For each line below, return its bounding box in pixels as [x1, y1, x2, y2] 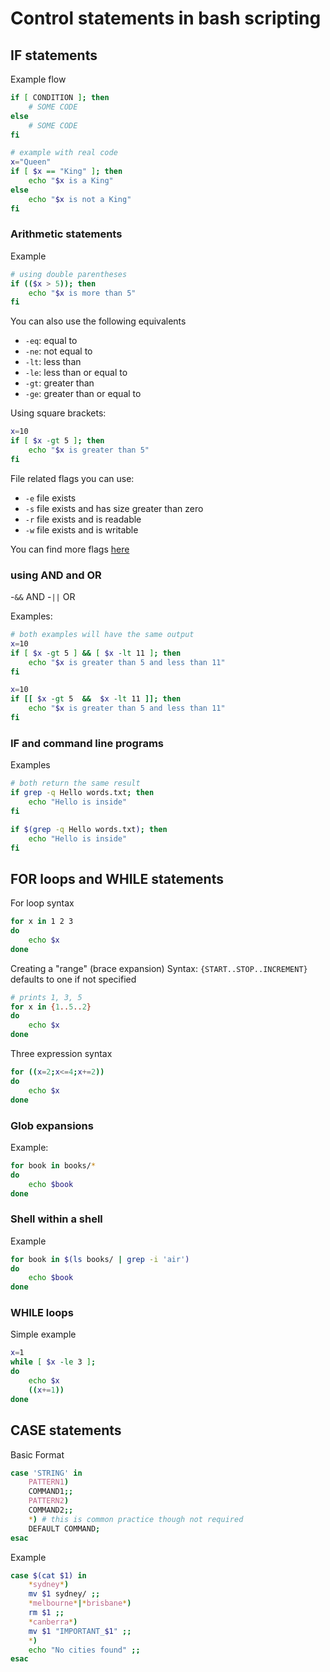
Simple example [10, 1328, 77, 1341]
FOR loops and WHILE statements [10, 870, 224, 887]
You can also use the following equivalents [10, 315, 187, 327]
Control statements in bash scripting [10, 7, 322, 30]
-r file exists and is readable [24, 513, 142, 525]
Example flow [10, 73, 67, 85]
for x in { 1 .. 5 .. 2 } [10, 1002, 92, 1012]
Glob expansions [10, 1118, 94, 1132]
